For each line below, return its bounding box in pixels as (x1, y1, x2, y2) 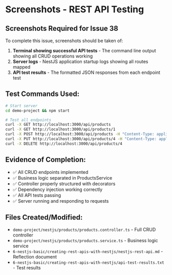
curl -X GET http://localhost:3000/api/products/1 (5, 127, 116, 132)
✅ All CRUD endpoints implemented (12, 169, 89, 175)
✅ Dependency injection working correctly (12, 186, 103, 192)
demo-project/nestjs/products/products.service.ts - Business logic (12, 238, 158, 244)
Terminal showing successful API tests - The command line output (12, 48, 156, 53)
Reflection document (12, 254, 57, 260)
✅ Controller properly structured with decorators (12, 181, 116, 187)
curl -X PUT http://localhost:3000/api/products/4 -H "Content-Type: (5, 136, 157, 142)
